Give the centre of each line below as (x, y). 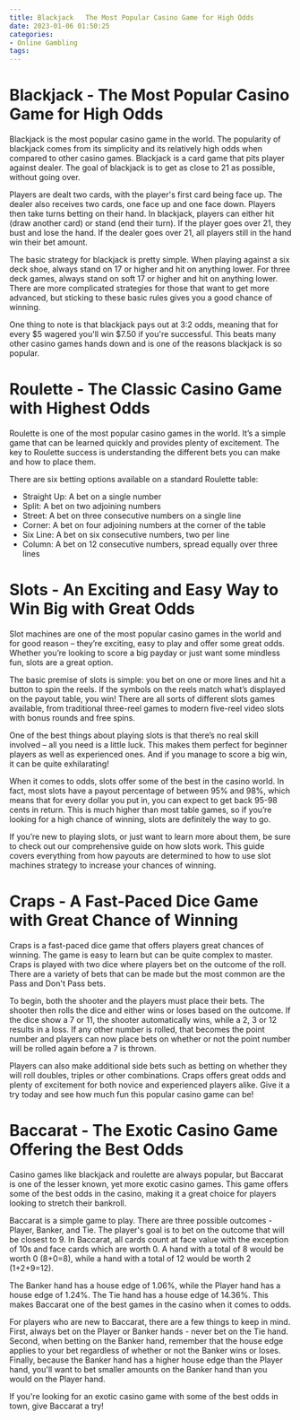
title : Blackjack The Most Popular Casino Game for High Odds (132, 17)
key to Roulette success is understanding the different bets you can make (145, 452)
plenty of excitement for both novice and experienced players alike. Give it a (150, 1085)
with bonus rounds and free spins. (73, 717)
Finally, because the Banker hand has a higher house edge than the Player (146, 1360)
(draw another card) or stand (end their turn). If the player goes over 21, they (150, 223)
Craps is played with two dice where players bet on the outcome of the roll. (148, 964)
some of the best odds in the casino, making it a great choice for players (143, 1193)
